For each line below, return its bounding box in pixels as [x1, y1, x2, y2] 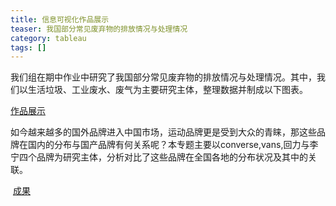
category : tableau [10, 33, 87, 43]
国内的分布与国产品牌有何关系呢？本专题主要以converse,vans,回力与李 [27, 139, 319, 151]
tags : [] [10, 42, 47, 53]
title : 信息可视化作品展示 [10, 14, 110, 25]
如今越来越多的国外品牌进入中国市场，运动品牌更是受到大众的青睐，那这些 [10, 126, 317, 138]
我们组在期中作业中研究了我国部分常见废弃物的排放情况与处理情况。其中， [10, 71, 317, 83]
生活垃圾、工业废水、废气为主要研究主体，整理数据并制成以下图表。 [27, 84, 308, 96]
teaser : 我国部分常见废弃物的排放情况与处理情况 [10, 24, 188, 34]
